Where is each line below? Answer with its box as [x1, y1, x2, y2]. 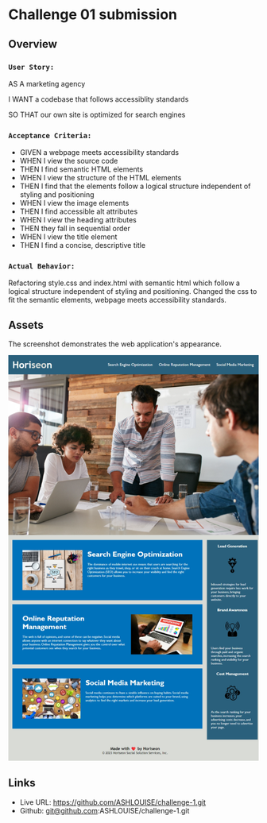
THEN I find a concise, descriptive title [19, 241, 145, 250]
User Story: [8, 62, 55, 71]
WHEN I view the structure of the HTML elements [19, 173, 182, 183]
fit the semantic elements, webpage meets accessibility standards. [8, 296, 226, 305]
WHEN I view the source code [19, 156, 118, 166]
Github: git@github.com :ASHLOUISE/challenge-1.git [19, 806, 190, 815]
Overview [8, 37, 58, 51]
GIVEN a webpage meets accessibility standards [19, 148, 180, 157]
